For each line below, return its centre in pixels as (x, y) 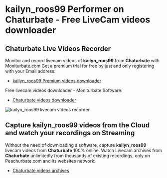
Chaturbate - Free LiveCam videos (78, 20)
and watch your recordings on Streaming (70, 133)
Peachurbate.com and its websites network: (50, 161)
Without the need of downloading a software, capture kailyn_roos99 (76, 145)
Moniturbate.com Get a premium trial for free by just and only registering (80, 66)
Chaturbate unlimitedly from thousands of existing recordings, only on (78, 156)
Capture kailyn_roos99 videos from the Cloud (78, 125)
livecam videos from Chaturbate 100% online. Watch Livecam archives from (83, 150)
